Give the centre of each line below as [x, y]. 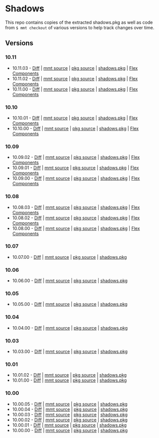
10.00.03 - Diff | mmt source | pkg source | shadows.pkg [70, 414]
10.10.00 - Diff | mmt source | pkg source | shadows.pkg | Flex [75, 128]
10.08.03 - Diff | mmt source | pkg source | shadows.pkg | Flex [76, 207]
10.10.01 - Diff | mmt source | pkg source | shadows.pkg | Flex [75, 118]
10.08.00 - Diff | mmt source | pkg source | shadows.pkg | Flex [76, 228]
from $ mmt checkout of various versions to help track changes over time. [80, 27]
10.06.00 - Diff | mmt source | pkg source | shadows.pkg [70, 281]
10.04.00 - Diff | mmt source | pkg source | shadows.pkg [70, 328]
